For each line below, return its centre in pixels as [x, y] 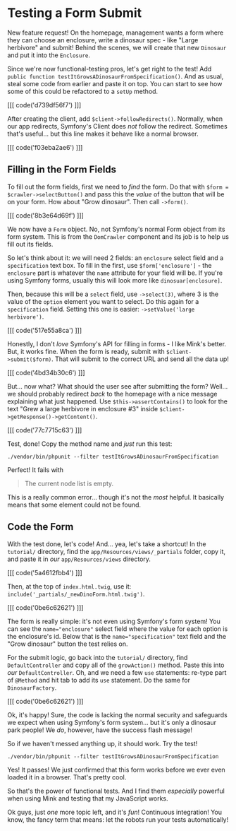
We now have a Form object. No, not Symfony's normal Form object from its [116, 229]
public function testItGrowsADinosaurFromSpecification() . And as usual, [116, 76]
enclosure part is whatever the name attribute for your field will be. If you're [115, 273]
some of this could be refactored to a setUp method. [83, 91]
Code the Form [41, 527]
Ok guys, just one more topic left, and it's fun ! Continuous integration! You [115, 812]
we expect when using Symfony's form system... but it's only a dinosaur [112, 722]
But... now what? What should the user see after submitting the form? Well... [118, 386]
